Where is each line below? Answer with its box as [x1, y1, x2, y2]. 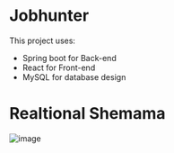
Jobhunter [9, 5, 90, 26]
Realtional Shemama [9, 103, 166, 124]
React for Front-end [22, 62, 96, 73]
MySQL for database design [22, 71, 126, 82]
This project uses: [9, 35, 76, 46]
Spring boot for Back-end [22, 52, 117, 63]
